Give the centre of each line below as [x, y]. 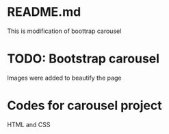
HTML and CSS [29, 124]
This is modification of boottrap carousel [64, 31]
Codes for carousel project [84, 105]
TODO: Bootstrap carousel [83, 59]
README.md [44, 12]
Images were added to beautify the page [64, 78]
